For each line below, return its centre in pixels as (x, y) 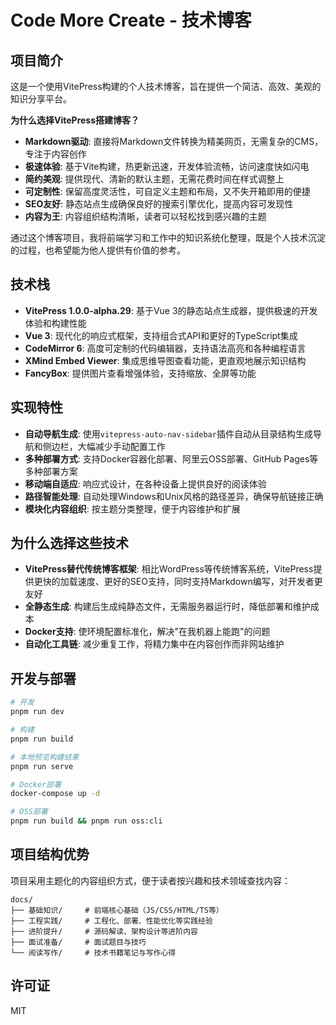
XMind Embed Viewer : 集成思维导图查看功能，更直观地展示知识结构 (165, 360)
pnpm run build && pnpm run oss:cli (86, 821)
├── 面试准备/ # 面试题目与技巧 (78, 942)
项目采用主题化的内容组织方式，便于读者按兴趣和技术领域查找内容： (150, 880)
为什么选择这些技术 (69, 543)
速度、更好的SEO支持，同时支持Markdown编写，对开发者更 (200, 582)
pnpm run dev (37, 712)
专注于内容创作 (55, 154)
